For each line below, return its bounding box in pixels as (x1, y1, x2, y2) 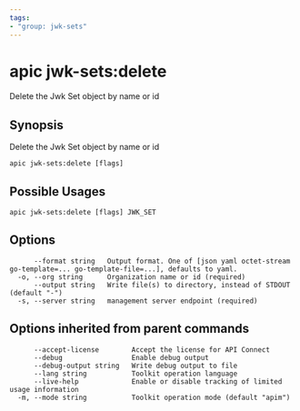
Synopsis (9, 117, 64, 133)
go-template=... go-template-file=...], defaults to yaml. (9, 265, 238, 274)
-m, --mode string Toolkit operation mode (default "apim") (17, 393, 291, 402)
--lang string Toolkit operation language (33, 369, 238, 378)
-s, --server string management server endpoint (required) (17, 296, 258, 306)
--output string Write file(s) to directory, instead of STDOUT (33, 280, 291, 289)
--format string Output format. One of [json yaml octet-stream (33, 256, 291, 266)
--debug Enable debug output (33, 353, 209, 362)
